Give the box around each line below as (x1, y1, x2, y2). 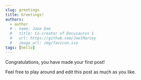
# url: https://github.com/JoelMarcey (10, 36, 96, 41)
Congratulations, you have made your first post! (5, 59, 105, 65)
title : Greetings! (5, 12, 44, 17)
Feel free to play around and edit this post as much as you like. (5, 69, 136, 75)
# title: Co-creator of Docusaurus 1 (10, 31, 94, 36)
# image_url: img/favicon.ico (10, 41, 79, 46)
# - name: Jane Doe (10, 26, 51, 31)
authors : (5, 17, 24, 22)
